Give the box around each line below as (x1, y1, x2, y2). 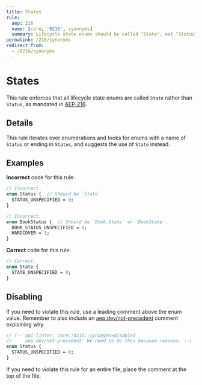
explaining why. (6, 320, 45, 328)
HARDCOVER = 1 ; (11, 230, 50, 236)
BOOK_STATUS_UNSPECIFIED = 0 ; (11, 224, 87, 231)
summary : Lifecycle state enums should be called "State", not (11, 31, 173, 37)
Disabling (6, 292, 43, 302)
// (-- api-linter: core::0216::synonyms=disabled (6, 332, 136, 339)
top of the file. (6, 372, 41, 379)
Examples (6, 157, 44, 168)
